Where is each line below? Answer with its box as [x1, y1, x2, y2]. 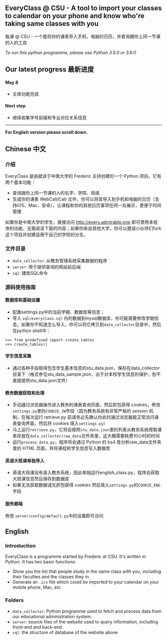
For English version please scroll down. [5, 129, 88, 135]
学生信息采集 [5, 353, 31, 359]
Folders [5, 597, 24, 604]
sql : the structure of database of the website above [12, 629, 118, 635]
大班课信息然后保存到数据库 [12, 476, 70, 482]
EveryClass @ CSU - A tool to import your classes [5, 4, 162, 12]
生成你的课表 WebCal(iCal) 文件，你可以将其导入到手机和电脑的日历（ [12, 196, 156, 202]
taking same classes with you [5, 19, 99, 28]
